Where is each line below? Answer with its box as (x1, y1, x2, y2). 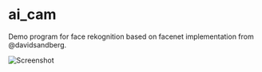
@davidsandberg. (8, 40, 67, 49)
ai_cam (8, 6, 57, 24)
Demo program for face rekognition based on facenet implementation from (8, 32, 254, 41)
